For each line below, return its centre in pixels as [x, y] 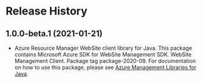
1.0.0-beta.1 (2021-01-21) [54, 34]
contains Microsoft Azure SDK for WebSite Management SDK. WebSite [103, 55]
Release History [46, 11]
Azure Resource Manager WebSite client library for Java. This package [103, 48]
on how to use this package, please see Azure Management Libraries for [105, 67]
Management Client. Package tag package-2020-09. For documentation [105, 61]
